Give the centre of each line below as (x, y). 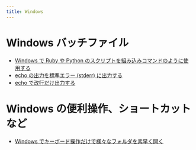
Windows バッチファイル (68, 43)
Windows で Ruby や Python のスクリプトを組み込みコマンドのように (99, 60)
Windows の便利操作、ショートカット (99, 109)
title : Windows (25, 12)
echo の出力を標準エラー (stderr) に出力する (68, 75)
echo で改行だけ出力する (45, 82)
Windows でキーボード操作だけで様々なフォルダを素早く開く (89, 141)
